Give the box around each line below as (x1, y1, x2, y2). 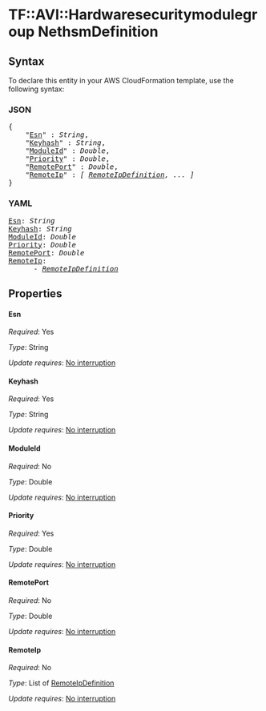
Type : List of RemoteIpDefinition (8, 678, 115, 688)
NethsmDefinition (37, 22, 159, 41)
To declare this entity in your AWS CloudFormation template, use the (8, 76, 234, 85)
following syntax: (8, 84, 65, 94)
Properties (8, 287, 62, 300)
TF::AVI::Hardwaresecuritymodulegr (8, 6, 258, 24)
